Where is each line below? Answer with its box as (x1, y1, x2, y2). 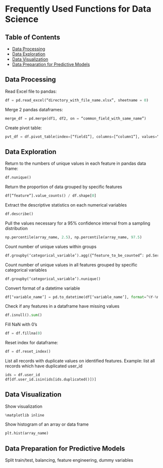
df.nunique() (5, 175, 32, 180)
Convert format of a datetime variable (5, 285, 80, 291)
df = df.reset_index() (5, 349, 51, 354)
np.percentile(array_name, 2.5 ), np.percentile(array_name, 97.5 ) (5, 235, 142, 240)
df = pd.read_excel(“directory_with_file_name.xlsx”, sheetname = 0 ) (5, 98, 149, 103)
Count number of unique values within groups (5, 243, 97, 249)
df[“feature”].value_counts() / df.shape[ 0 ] (5, 193, 97, 198)
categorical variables (5, 267, 47, 273)
